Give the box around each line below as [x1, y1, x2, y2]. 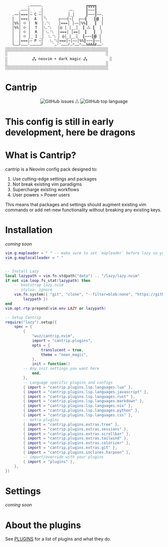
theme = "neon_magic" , [40, 352, 88, 357]
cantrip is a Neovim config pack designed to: [5, 166, 97, 172]
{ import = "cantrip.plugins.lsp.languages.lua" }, [23, 384, 133, 390]
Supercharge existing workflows [12, 187, 79, 193]
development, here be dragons [5, 127, 136, 138]
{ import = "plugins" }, [23, 459, 75, 464]
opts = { [31, 343, 50, 348]
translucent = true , [40, 347, 84, 352]
